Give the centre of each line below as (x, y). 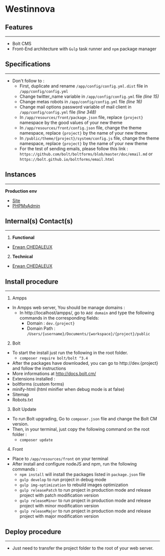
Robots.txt (23, 400)
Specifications (28, 64)
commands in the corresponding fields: (59, 318)
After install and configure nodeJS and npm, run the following (74, 464)
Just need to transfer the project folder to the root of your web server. (83, 548)
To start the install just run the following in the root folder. (70, 353)
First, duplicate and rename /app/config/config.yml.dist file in (84, 86)
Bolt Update (24, 410)
